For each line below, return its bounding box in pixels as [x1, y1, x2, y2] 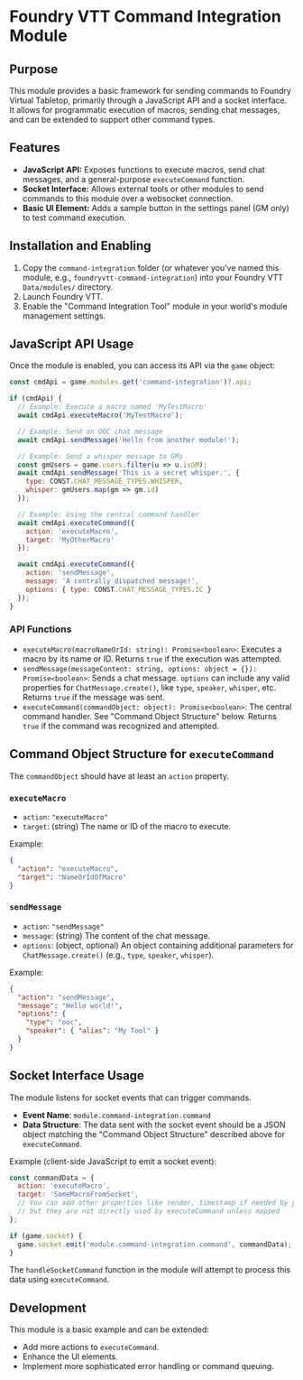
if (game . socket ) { [9, 1231, 83, 1240]
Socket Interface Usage [9, 1068, 144, 1084]
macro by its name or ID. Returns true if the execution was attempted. [22, 653, 282, 664]
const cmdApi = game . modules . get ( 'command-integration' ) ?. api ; [9, 377, 252, 387]
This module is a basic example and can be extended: [9, 1324, 210, 1335]
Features [9, 140, 60, 155]
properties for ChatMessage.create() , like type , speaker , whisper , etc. [22, 681, 277, 692]
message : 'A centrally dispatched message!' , [25, 577, 200, 586]
